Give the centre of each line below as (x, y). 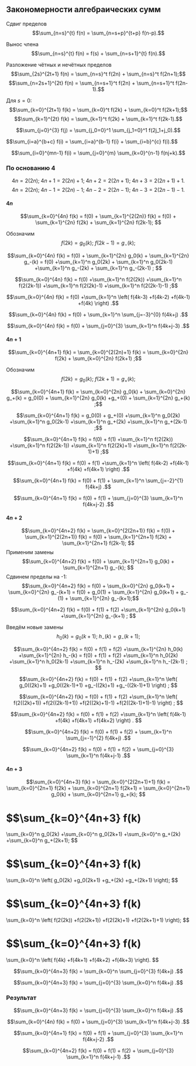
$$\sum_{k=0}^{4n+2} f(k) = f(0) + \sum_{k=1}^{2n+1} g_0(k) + (98, 562)
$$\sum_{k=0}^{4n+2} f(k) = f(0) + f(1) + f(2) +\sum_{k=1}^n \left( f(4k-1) (98, 714)
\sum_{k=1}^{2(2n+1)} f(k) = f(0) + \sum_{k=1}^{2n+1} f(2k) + (98, 537)
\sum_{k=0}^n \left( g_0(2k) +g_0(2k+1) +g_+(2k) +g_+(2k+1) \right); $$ (92, 881)
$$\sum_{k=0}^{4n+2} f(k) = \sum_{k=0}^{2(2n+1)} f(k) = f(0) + (98, 531)
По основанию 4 (31, 168)
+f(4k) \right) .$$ (98, 303)
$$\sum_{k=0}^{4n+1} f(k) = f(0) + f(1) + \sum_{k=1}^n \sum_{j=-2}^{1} (98, 481)
